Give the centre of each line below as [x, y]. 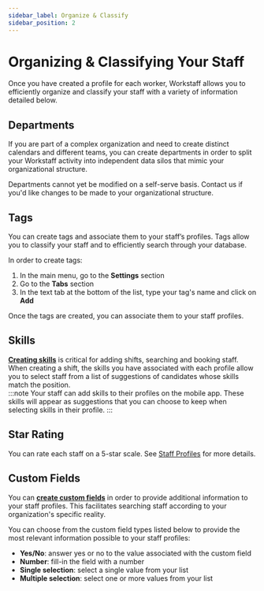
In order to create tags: [45, 260]
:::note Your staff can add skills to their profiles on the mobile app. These [126, 393]
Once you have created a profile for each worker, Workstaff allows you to [127, 84]
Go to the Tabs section [57, 284]
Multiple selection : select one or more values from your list [116, 578]
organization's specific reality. [57, 514]
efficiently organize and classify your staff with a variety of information [123, 92]
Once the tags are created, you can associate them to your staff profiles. [126, 316]
